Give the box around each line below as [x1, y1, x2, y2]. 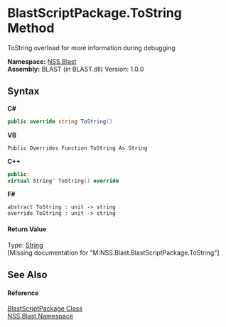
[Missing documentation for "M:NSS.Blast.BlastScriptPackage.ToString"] [7, 248, 220, 257]
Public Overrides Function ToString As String [7, 144, 148, 152]
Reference [7, 289, 39, 297]
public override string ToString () [7, 118, 113, 125]
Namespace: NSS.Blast [7, 57, 77, 65]
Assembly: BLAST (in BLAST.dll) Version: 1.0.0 [7, 65, 144, 73]
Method [7, 20, 55, 36]
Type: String [7, 240, 43, 249]
